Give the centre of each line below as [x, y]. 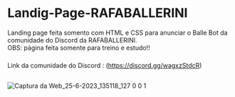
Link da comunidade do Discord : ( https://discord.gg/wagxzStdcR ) [105, 65]
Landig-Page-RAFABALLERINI [98, 13]
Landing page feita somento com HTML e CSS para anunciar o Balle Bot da [117, 33]
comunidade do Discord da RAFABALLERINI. [72, 40]
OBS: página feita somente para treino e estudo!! [79, 47]
